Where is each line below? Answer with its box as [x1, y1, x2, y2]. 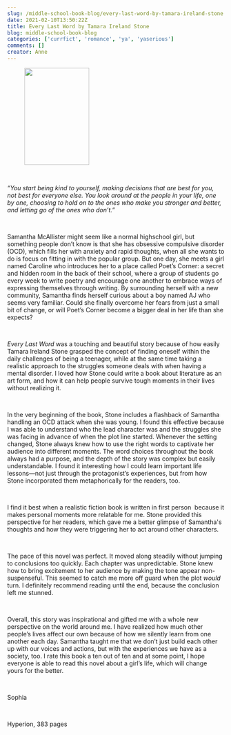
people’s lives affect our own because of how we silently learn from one [7, 630, 212, 638]
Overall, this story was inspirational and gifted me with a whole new [7, 615, 199, 623]
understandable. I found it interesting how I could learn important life [7, 461, 202, 470]
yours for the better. [7, 666, 64, 674]
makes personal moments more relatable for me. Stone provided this [7, 510, 202, 518]
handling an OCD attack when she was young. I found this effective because [7, 418, 225, 426]
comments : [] [7, 42, 45, 49]
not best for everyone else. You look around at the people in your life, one [7, 191, 217, 199]
